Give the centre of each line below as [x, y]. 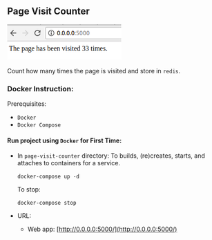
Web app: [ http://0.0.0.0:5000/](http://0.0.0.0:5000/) [102, 229]
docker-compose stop [47, 203]
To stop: [29, 190]
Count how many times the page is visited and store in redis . [94, 71]
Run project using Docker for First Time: [65, 140]
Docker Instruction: [40, 89]
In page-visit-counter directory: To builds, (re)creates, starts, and [111, 156]
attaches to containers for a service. [69, 163]
